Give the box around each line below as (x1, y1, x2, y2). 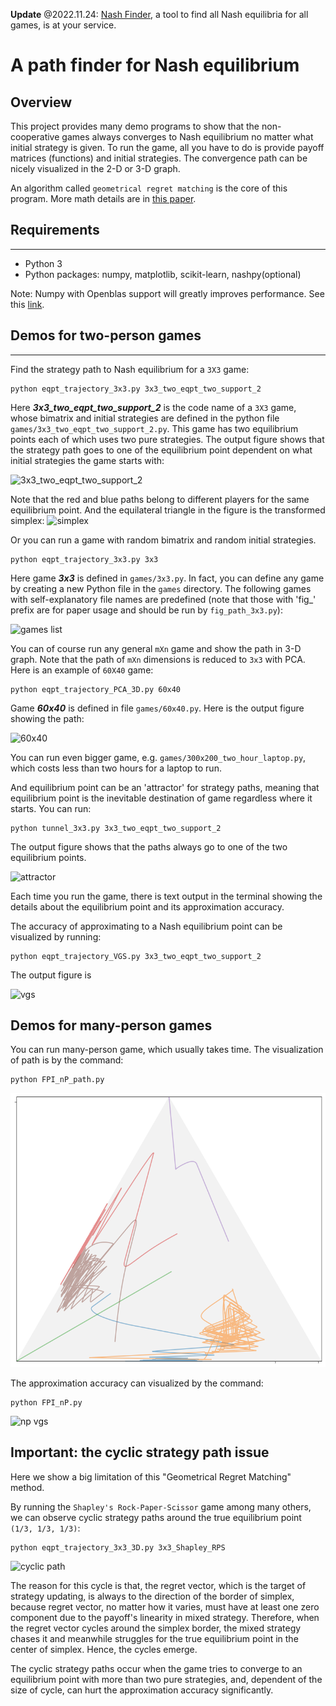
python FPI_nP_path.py (10, 1075, 105, 1085)
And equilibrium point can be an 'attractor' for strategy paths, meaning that (10, 781, 320, 793)
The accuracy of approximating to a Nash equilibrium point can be (10, 920, 283, 932)
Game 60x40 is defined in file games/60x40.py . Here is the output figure (10, 702, 305, 714)
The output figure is (10, 969, 92, 981)
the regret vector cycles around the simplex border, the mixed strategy (10, 1622, 302, 1634)
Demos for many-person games (10, 1017, 213, 1034)
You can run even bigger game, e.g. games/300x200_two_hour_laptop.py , (10, 751, 307, 763)
